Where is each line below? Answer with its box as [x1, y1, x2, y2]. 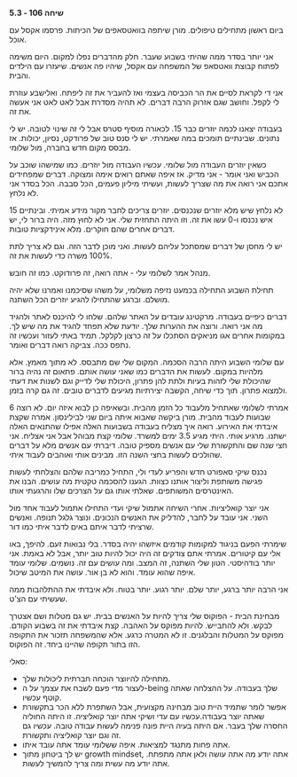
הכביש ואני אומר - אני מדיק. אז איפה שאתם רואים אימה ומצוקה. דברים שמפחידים [9, 169, 279, 179]
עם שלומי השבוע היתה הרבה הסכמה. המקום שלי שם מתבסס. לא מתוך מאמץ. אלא [9, 357, 285, 367]
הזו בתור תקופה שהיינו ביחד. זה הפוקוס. [9, 639, 140, 649]
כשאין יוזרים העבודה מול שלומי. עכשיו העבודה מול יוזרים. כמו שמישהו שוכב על [9, 160, 267, 169]
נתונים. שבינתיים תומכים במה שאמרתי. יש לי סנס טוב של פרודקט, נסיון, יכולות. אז [9, 133, 280, 143]
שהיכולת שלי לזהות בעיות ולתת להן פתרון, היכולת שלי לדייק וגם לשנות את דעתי [9, 376, 271, 386]
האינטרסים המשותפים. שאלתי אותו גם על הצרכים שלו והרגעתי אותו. [9, 485, 234, 496]
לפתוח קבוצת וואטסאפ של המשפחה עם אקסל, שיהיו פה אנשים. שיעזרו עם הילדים [9, 61, 279, 71]
